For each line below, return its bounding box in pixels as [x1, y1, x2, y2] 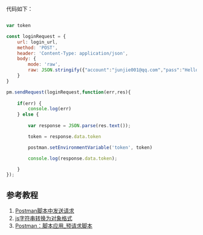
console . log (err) [28, 106, 71, 112]
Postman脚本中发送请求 [14, 207, 74, 215]
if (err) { [17, 100, 42, 107]
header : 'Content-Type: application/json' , [17, 50, 129, 56]
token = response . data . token [28, 133, 101, 140]
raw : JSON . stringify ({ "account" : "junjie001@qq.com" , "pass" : [28, 67, 182, 74]
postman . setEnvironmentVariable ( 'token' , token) [28, 144, 153, 151]
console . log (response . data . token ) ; [28, 155, 118, 161]
